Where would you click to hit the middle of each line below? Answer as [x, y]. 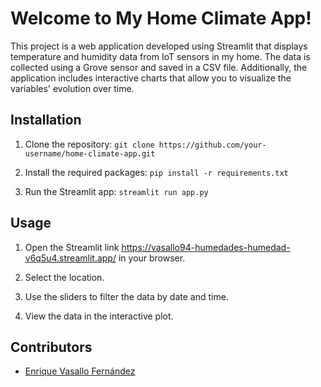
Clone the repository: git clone [89, 144]
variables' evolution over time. [72, 88]
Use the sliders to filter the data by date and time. [126, 296]
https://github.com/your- [212, 145]
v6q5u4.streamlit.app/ [70, 258]
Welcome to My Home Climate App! [161, 18]
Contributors [51, 347]
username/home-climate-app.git [90, 153]
